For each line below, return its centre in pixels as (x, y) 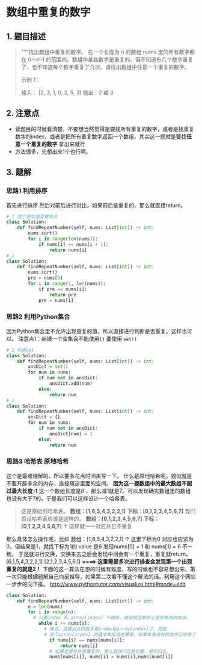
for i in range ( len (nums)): (63, 239)
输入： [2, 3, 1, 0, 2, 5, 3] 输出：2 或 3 (67, 93)
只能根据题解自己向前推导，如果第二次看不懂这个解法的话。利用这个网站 (106, 576)
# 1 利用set (20, 350)
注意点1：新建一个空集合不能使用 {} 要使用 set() (77, 339)
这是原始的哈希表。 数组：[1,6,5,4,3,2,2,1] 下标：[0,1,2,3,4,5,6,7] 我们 (108, 511)
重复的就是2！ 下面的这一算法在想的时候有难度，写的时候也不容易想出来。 (98, 569)
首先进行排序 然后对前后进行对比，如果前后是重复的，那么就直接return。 (96, 205)
